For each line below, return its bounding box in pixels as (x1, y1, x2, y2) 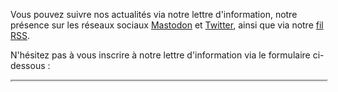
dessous (10, 60, 46, 71)
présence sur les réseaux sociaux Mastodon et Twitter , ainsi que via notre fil (10, 19, 324, 31)
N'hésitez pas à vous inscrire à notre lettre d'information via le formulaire (10, 49, 311, 61)
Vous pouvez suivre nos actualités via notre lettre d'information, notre (10, 9, 298, 20)
